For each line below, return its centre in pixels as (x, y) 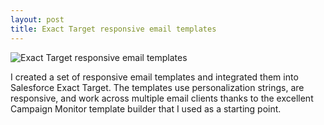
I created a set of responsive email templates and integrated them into (154, 77)
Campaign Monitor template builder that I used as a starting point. (146, 108)
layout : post (37, 19)
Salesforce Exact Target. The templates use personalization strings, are (157, 87)
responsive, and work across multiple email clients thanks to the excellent (162, 98)
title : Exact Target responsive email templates (113, 29)
